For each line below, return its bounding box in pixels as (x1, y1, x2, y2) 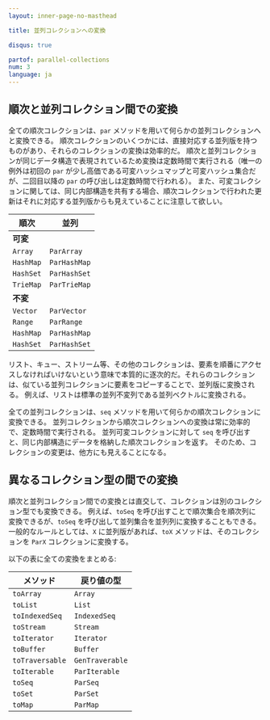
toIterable (12, 667, 54, 676)
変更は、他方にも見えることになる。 (50, 447, 171, 457)
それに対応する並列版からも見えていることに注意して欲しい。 (22, 196, 227, 206)
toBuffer (12, 644, 46, 654)
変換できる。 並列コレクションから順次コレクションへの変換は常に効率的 (8, 417, 251, 427)
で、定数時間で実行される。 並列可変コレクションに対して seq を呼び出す (8, 427, 251, 436)
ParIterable (73, 667, 120, 676)
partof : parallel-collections (8, 56, 110, 64)
